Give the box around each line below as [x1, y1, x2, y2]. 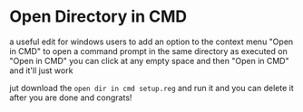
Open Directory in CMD [9, 6, 188, 27]
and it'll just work [9, 65, 73, 76]
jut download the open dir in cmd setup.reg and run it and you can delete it [9, 82, 294, 93]
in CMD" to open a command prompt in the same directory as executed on [9, 45, 288, 56]
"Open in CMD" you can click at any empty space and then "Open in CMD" [9, 55, 289, 66]
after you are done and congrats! [9, 92, 132, 103]
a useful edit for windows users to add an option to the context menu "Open [9, 36, 294, 47]
